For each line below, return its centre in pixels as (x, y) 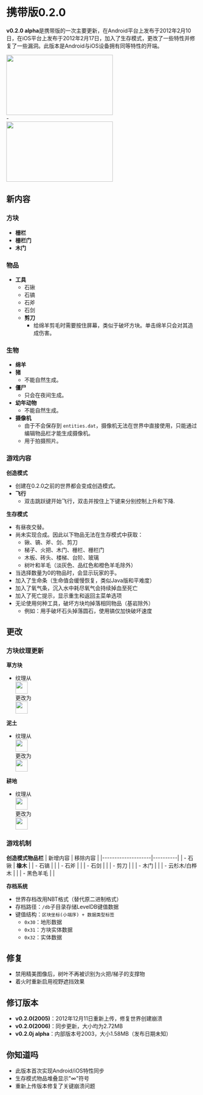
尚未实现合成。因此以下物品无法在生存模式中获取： (79, 534)
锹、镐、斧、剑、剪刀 (51, 542)
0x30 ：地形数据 (43, 922)
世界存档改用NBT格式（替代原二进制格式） (68, 899)
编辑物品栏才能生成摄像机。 (59, 433)
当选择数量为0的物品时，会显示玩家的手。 (67, 573)
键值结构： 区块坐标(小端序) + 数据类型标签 (65, 914)
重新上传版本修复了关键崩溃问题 (55, 1086)
